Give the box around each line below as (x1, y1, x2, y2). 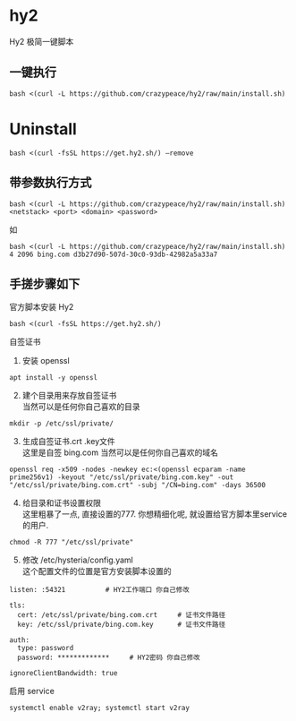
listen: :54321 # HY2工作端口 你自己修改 (9, 586, 190, 595)
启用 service (9, 686, 55, 697)
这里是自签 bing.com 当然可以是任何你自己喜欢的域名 (21, 447, 219, 458)
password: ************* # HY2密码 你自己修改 (17, 653, 200, 663)
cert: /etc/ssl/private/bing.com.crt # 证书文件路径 (17, 611, 226, 620)
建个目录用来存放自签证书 (21, 391, 117, 401)
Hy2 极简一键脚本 (9, 36, 74, 47)
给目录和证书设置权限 (21, 498, 101, 509)
